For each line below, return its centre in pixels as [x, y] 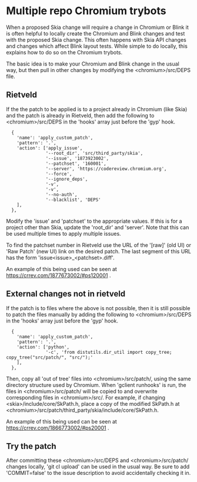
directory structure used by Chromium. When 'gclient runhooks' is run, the [96, 385]
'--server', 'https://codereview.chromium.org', [106, 169]
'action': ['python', [43, 347]
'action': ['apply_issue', [50, 148]
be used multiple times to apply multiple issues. [64, 233]
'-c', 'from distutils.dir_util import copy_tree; [109, 352]
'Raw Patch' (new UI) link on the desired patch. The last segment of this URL [99, 251]
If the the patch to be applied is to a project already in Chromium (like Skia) [97, 109]
